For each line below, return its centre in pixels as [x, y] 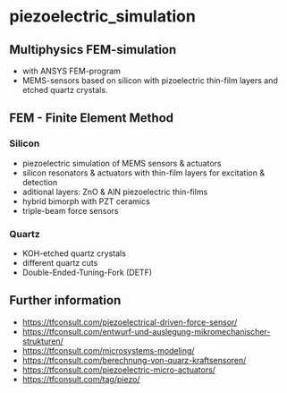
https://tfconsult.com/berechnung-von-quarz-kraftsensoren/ [134, 360]
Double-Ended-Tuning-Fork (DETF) [87, 272]
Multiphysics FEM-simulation [93, 50]
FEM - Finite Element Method [92, 118]
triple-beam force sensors [70, 210]
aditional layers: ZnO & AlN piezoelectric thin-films [115, 192]
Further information [65, 300]
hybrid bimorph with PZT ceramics [86, 201]
